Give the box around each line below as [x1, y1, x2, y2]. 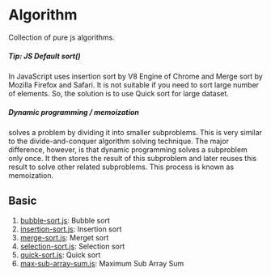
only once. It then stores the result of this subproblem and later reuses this [8, 153, 257, 163]
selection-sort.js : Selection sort [19, 241, 125, 251]
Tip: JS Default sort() [8, 51, 81, 61]
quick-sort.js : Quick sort [19, 249, 101, 260]
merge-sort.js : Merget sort [19, 232, 109, 242]
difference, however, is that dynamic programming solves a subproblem [8, 144, 248, 155]
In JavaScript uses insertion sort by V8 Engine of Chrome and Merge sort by [8, 71, 263, 81]
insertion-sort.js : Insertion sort [19, 224, 122, 234]
